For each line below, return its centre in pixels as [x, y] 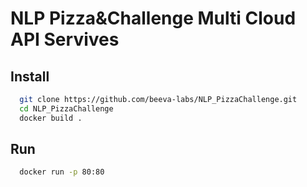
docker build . [51, 118]
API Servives [65, 39]
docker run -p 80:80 [62, 172]
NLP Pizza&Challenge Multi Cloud [153, 18]
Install [30, 76]
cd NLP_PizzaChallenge [66, 108]
